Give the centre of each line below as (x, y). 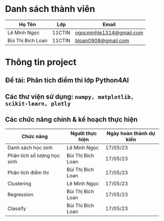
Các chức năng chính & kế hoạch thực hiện (71, 120)
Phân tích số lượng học (34, 155)
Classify (17, 208)
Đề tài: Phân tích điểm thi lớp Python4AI (67, 80)
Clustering (20, 184)
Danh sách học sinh (30, 147)
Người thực (84, 133)
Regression (20, 194)
